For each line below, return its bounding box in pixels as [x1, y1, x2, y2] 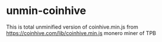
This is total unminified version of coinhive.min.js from [6, 23, 138, 30]
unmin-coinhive [6, 4, 87, 17]
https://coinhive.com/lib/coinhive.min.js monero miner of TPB [6, 29, 156, 36]
